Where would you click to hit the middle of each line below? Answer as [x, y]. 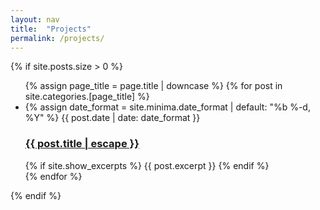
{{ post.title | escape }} [82, 144]
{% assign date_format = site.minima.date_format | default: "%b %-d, [167, 107]
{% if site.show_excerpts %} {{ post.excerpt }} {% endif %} [147, 165]
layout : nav [35, 19]
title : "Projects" [51, 29]
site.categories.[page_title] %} [87, 97]
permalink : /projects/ [57, 38]
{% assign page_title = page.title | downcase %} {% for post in [153, 86]
